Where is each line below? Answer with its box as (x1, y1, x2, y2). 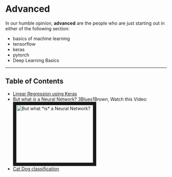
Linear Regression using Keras (12, 90, 77, 96)
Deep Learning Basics (12, 57, 59, 63)
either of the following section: (5, 25, 70, 31)
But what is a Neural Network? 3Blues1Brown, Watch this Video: (12, 96, 147, 102)
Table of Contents (5, 77, 64, 86)
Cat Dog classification (12, 165, 60, 172)
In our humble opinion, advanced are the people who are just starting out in (5, 20, 165, 26)
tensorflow (12, 41, 36, 47)
